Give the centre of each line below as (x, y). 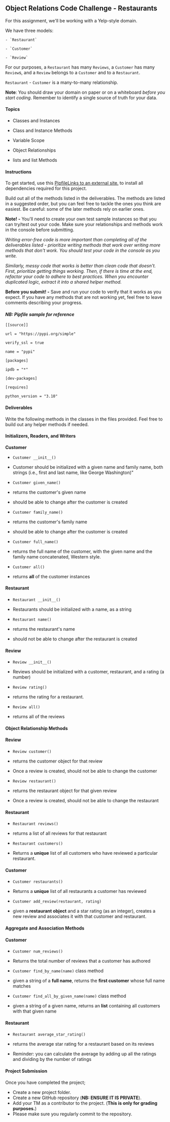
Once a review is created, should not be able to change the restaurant (86, 801)
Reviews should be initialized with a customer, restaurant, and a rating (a (88, 672)
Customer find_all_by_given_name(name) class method (69, 996)
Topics (13, 109)
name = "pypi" (20, 352)
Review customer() (32, 752)
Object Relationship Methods (37, 728)
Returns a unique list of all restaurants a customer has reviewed (79, 891)
